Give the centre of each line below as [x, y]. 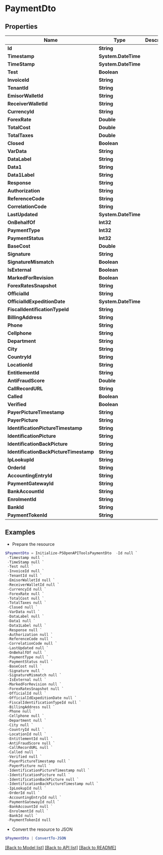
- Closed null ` [22, 607]
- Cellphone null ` [26, 716]
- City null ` [20, 725]
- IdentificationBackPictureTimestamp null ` [53, 784]
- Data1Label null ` [27, 625]
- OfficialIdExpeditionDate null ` [42, 698]
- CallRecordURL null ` [30, 748]
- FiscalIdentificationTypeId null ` [44, 702]
